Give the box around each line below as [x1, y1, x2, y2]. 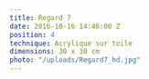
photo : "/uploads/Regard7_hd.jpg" [9, 55, 142, 64]
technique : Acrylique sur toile [9, 38, 133, 48]
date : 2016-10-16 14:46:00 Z [9, 22, 121, 31]
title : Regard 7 [9, 13, 71, 23]
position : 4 [9, 30, 55, 39]
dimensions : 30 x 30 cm [9, 47, 101, 56]
